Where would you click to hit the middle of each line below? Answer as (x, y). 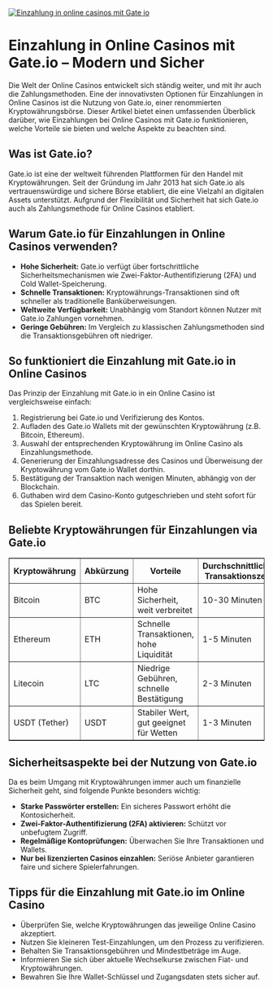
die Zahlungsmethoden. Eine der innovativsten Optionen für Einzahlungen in (136, 94)
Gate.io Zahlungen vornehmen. (72, 318)
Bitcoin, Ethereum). (52, 435)
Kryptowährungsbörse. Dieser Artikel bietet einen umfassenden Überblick (132, 111)
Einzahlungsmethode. (56, 453)
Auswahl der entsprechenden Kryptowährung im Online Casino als (132, 444)
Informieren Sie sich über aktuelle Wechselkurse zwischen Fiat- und (134, 959)
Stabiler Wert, (163, 712)
